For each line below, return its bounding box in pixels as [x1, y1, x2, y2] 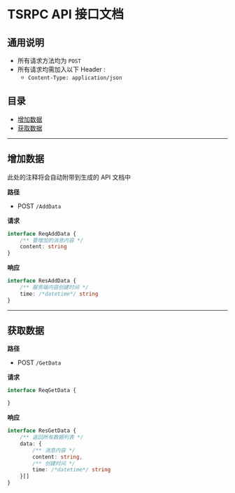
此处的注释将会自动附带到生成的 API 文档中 [7, 173, 131, 181]
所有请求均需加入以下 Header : [17, 65, 106, 74]
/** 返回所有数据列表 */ [20, 434, 84, 441]
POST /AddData [17, 201, 62, 210]
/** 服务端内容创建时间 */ [20, 284, 89, 291]
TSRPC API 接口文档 [7, 6, 124, 22]
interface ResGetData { [7, 427, 77, 435]
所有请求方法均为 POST [17, 57, 82, 65]
